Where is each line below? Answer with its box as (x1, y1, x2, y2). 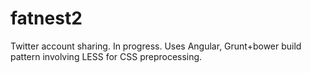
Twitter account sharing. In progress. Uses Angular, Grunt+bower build (10, 40, 302, 52)
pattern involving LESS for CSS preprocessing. (10, 50, 203, 62)
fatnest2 (10, 7, 83, 30)
